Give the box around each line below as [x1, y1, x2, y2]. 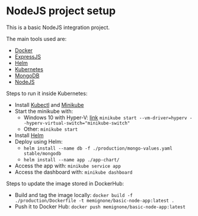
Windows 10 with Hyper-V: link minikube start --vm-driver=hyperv [23, 114, 187, 121]
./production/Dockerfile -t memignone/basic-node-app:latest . [14, 198, 175, 204]
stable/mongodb [23, 150, 61, 157]
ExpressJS [14, 53, 41, 60]
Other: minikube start [23, 125, 78, 132]
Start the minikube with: [14, 107, 73, 115]
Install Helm [14, 132, 44, 139]
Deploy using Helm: [14, 138, 63, 145]
